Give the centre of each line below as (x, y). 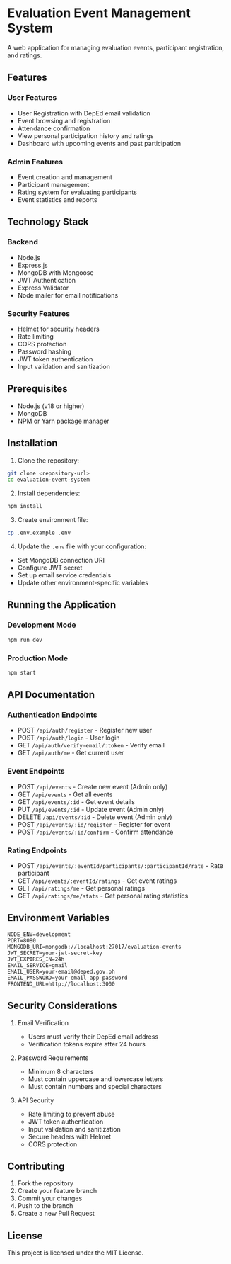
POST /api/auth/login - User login (69, 738)
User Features (32, 98)
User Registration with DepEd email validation (84, 113)
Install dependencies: (49, 493)
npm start (22, 672)
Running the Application (62, 605)
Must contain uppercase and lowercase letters (96, 1079)
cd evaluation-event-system (49, 480)
